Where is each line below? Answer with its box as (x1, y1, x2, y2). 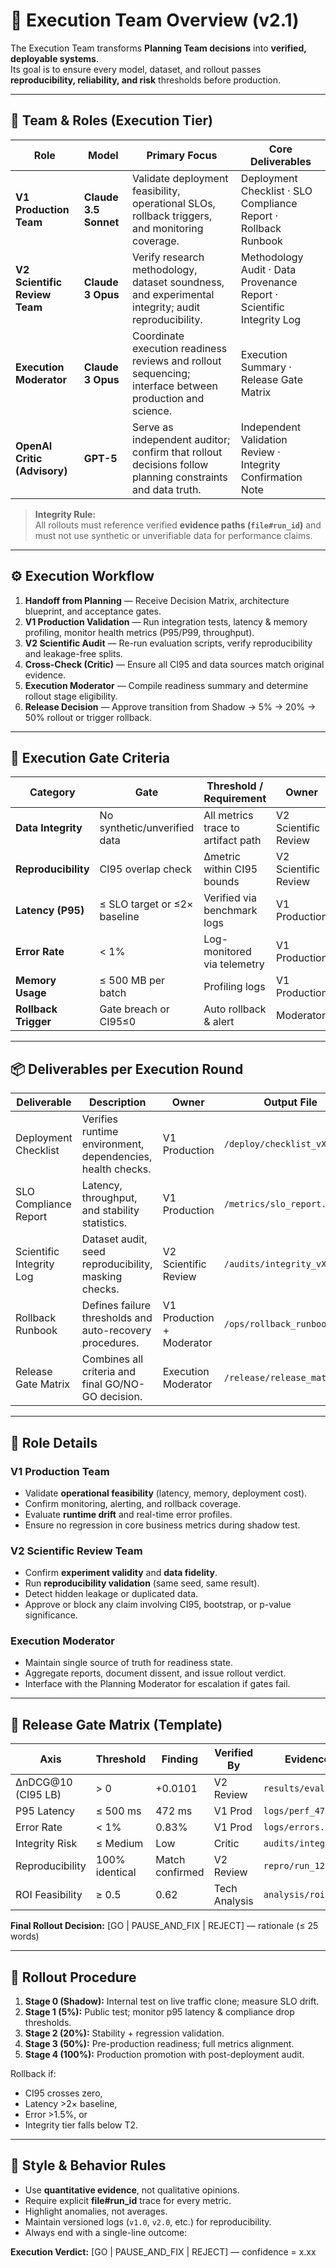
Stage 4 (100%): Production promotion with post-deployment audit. (24, 2049, 305, 2061)
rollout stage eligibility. (24, 690, 118, 702)
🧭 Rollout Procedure (10, 1969, 137, 1986)
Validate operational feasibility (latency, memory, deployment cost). (24, 1487, 308, 1499)
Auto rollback (203, 1002, 267, 1016)
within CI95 (203, 862, 258, 876)
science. (132, 404, 173, 418)
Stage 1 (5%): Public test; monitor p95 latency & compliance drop (24, 2006, 295, 2018)
